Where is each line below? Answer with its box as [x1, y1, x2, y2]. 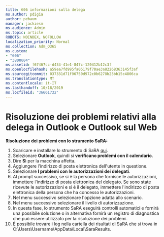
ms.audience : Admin [5, 26, 46, 31]
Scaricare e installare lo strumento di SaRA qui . [12, 148, 108, 154]
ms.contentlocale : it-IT [5, 80, 57, 85]
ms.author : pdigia [5, 12, 43, 17]
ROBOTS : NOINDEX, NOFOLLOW [5, 35, 61, 40]
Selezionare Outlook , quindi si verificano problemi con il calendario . [12, 153, 153, 158]
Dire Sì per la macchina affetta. [12, 158, 76, 164]
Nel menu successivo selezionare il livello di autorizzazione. [12, 200, 134, 206]
